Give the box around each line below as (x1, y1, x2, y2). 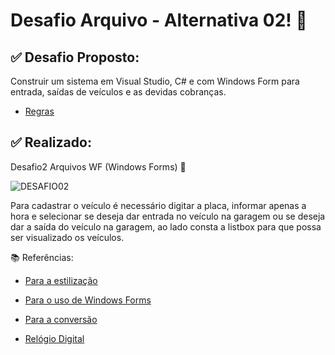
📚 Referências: (10, 251, 74, 263)
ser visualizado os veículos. (10, 231, 125, 243)
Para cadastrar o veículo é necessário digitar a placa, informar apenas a (10, 199, 307, 211)
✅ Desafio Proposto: (10, 49, 140, 66)
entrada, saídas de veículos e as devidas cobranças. (10, 86, 227, 98)
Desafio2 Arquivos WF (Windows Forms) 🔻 (10, 160, 187, 173)
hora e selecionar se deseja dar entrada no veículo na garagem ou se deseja (10, 210, 326, 222)
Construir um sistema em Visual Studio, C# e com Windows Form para (10, 75, 300, 87)
